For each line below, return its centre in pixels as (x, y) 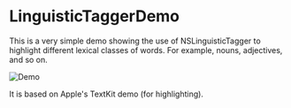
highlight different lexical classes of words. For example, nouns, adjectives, (146, 50)
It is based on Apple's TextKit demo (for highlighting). (106, 94)
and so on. (29, 59)
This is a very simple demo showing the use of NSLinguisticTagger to (135, 41)
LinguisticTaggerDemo (94, 16)
